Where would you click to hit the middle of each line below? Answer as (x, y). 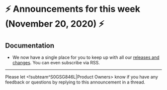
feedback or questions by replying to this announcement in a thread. (75, 82)
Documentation (30, 45)
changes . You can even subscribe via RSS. (56, 63)
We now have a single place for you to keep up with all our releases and (86, 57)
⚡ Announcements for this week (73, 9)
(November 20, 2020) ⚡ (55, 24)
